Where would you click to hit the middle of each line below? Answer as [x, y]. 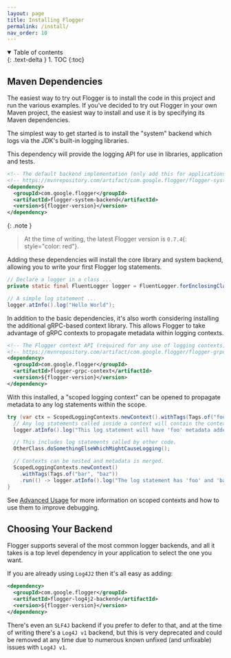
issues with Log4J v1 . [37, 647]
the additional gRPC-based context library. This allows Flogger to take [106, 326]
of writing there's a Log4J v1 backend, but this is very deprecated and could [114, 632]
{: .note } [20, 226]
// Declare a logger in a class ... [59, 280]
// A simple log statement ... [52, 298]
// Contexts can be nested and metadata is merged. [89, 461]
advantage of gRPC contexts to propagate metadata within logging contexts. [115, 332]
